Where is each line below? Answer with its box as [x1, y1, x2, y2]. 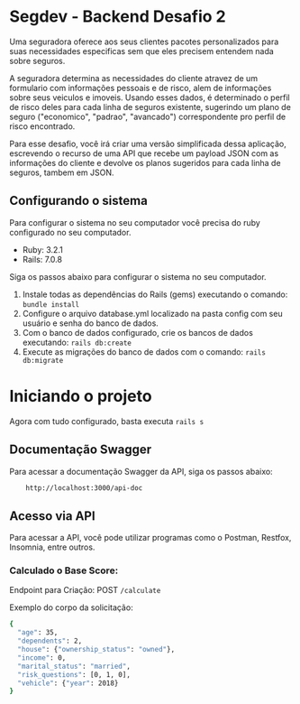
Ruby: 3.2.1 [22, 244, 63, 255]
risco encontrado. [9, 120, 76, 132]
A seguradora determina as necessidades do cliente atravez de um [9, 72, 259, 83]
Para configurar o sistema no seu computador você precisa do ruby [9, 217, 261, 227]
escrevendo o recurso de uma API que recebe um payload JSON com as [9, 147, 279, 159]
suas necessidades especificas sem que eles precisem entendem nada [9, 45, 275, 56]
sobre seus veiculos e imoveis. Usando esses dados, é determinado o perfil [9, 92, 290, 103]
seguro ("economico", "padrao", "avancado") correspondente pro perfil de [9, 111, 286, 122]
